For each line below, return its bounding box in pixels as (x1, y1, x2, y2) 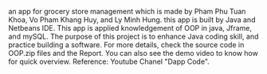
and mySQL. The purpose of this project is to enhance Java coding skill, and (8, 31, 259, 41)
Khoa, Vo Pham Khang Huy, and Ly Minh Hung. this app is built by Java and (8, 15, 256, 24)
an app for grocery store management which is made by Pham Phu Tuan (8, 7, 246, 16)
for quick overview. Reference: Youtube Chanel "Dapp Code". (8, 57, 210, 66)
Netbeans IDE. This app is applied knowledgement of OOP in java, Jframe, (8, 24, 253, 32)
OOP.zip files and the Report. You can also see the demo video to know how (8, 49, 259, 57)
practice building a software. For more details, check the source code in (8, 40, 245, 50)
